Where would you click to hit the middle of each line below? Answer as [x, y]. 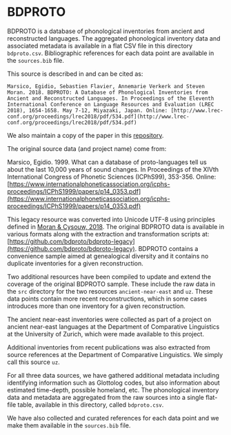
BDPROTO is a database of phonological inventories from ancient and [106, 31]
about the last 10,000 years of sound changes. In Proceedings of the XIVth [113, 169]
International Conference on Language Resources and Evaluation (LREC [111, 104]
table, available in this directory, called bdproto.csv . [91, 405]
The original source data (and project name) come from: [87, 148]
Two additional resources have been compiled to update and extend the [109, 276]
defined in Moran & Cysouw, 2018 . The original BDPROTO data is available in [116, 226]
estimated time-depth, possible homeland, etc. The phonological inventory [113, 390]
